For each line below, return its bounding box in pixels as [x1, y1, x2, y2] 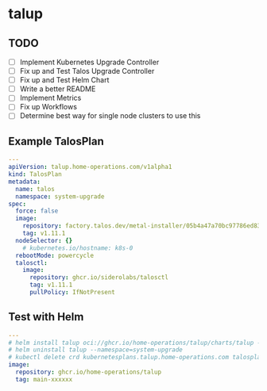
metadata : [8, 178, 41, 186]
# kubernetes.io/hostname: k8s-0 [22, 243, 133, 252]
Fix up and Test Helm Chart [19, 75, 110, 85]
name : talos [15, 185, 56, 193]
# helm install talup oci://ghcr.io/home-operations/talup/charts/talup [8, 339, 254, 347]
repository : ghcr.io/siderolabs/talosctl [29, 274, 169, 282]
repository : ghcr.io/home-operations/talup [15, 368, 161, 377]
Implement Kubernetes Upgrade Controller [19, 57, 160, 67]
